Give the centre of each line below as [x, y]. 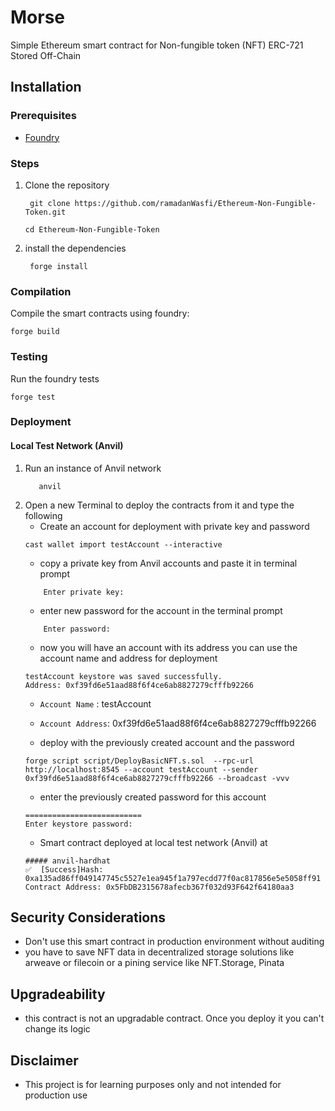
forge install [59, 266]
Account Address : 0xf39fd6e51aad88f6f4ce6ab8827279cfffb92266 [178, 723]
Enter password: [77, 629]
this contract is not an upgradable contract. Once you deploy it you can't [174, 1018]
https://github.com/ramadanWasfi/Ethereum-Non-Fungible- [195, 203]
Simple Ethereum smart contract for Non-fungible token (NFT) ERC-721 [157, 45]
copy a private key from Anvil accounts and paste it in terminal [168, 563]
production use [56, 1095]
